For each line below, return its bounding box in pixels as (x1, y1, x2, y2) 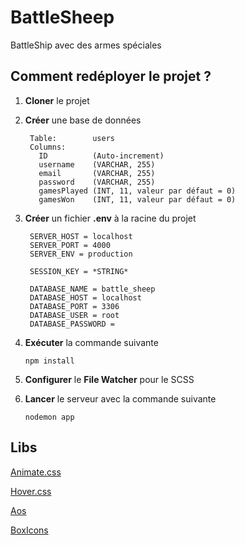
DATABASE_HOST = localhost (29, 292, 142, 303)
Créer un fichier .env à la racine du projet (24, 212, 197, 224)
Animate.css (10, 466, 62, 478)
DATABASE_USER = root (29, 310, 120, 320)
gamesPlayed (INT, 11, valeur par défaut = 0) (38, 186, 237, 196)
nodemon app (24, 412, 75, 422)
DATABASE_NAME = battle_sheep (29, 284, 156, 294)
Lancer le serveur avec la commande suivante (24, 392, 217, 405)
